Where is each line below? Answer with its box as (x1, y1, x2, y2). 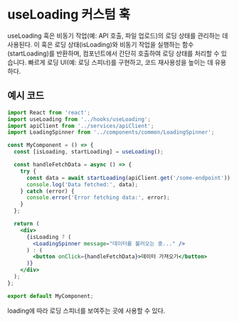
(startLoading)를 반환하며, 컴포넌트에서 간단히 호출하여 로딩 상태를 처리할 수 (7, 49, 220, 58)
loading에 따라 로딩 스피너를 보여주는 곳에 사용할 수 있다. (7, 306, 166, 315)
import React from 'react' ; (7, 109, 91, 116)
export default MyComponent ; (7, 292, 94, 299)
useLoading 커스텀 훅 (7, 6, 130, 23)
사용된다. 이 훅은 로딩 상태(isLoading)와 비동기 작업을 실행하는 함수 (7, 40, 194, 48)
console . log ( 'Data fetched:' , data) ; (26, 181, 139, 188)
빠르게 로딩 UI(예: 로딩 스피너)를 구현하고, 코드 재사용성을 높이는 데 (28, 58, 213, 66)
